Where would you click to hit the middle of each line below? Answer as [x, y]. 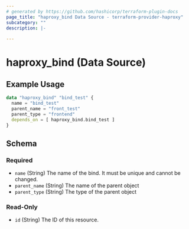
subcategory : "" [26, 22]
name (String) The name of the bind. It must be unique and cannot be [98, 173]
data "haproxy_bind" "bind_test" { [50, 98]
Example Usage [35, 84]
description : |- [26, 28]
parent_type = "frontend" [43, 114]
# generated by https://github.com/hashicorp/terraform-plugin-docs [92, 11]
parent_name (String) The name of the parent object [77, 185]
